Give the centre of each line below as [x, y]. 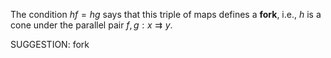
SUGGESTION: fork [50, 44]
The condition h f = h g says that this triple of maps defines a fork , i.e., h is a [166, 14]
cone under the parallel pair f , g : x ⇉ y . [91, 25]
